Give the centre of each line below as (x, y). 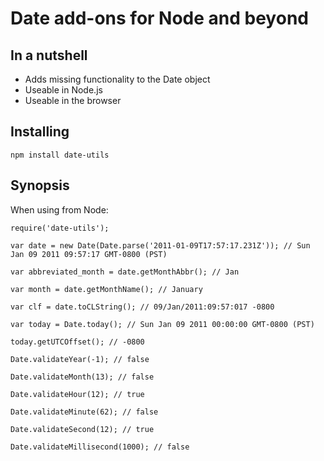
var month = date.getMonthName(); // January (106, 289)
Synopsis (40, 185)
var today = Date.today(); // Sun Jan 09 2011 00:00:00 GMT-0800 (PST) (162, 324)
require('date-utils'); (60, 228)
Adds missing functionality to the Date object (117, 79)
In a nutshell (49, 55)
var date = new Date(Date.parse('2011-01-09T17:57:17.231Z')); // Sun (160, 245)
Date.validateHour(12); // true (77, 394)
